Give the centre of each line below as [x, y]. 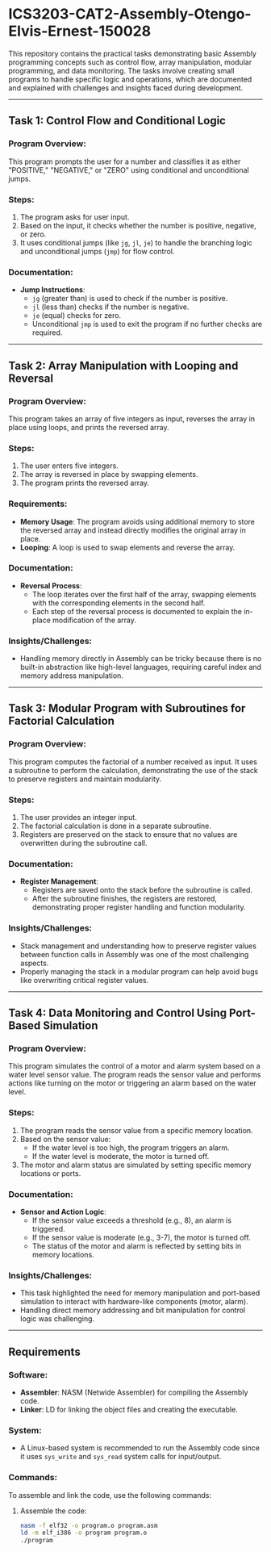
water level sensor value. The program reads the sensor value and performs [135, 1075]
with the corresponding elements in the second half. [119, 603]
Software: [28, 1374]
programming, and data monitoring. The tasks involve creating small [121, 70]
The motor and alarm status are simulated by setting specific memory [135, 1165]
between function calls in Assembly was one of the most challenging [134, 954]
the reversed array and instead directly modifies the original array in [133, 530]
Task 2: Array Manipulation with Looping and [123, 365]
